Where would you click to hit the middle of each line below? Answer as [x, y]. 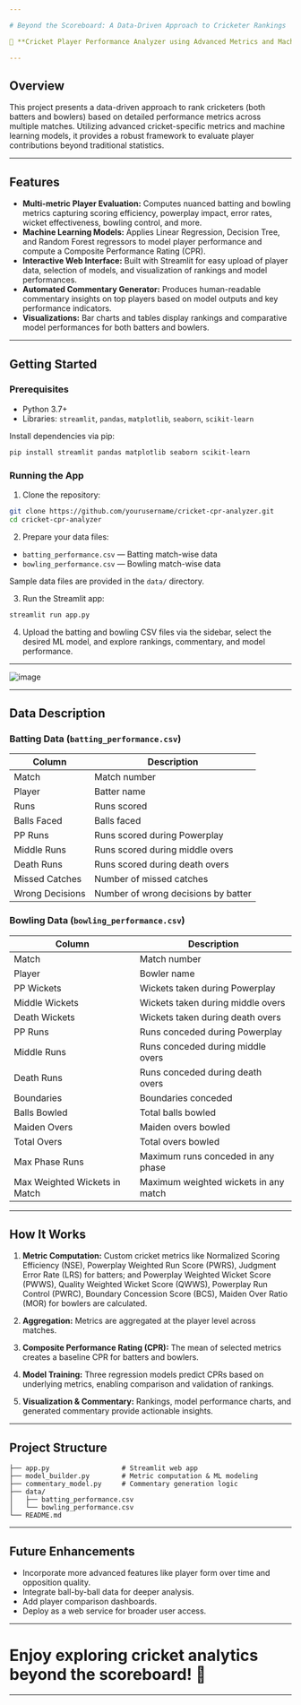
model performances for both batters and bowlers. [116, 327]
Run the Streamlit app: [63, 598]
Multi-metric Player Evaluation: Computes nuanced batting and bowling [156, 203]
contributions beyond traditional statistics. [87, 145]
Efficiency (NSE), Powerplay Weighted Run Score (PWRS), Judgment [149, 1266]
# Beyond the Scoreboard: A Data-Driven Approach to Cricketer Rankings [148, 25]
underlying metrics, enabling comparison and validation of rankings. [148, 1384]
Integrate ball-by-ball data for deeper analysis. [108, 1592]
